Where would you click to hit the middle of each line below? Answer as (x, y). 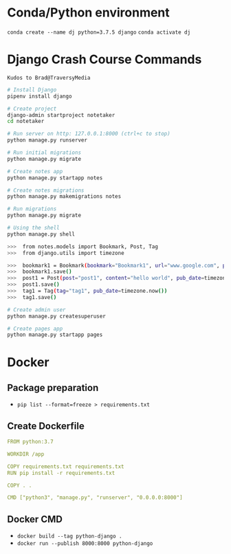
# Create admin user (37, 310)
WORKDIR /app (26, 454)
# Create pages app (35, 329)
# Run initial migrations (44, 153)
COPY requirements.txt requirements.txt (66, 466)
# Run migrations (32, 209)
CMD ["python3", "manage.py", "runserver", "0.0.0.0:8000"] (95, 498)
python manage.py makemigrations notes (64, 197)
